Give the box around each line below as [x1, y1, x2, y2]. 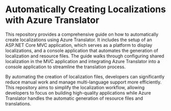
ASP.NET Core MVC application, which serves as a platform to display [5, 42, 153, 48]
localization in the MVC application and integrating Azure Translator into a [5, 58, 160, 64]
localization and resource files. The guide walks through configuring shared [5, 52, 164, 59]
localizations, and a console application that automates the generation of [5, 47, 158, 53]
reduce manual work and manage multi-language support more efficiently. [5, 79, 162, 85]
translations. [5, 100, 32, 106]
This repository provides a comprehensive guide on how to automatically [5, 31, 159, 37]
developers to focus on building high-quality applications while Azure [5, 90, 152, 96]
